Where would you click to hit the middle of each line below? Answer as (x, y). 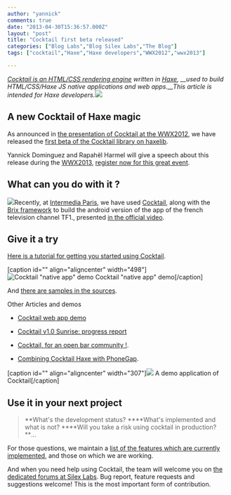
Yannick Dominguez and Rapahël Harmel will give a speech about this (108, 154)
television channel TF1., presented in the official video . (86, 217)
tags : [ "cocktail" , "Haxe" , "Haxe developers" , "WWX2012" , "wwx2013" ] (106, 53)
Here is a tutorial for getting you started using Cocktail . (87, 256)
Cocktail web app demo (52, 318)
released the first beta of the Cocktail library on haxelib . (88, 141)
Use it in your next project (65, 403)
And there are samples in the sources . (62, 291)
